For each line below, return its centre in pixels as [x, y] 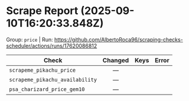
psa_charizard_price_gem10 [47, 89]
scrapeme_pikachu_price [43, 70]
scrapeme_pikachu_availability [53, 80]
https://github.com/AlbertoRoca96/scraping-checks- [118, 39]
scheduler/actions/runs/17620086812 [52, 46]
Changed [116, 60]
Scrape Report [42, 11]
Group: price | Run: [30, 39]
